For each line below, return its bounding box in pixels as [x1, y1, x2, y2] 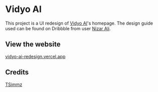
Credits [5, 68, 29, 76]
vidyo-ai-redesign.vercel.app [5, 53, 66, 59]
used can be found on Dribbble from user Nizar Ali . [5, 25, 111, 31]
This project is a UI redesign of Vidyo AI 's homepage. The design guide [5, 20, 153, 26]
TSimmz [5, 81, 23, 87]
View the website [5, 40, 61, 49]
